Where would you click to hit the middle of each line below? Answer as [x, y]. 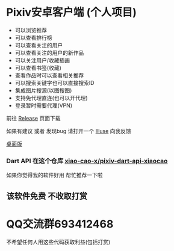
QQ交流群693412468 [60, 224]
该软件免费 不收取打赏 [47, 196]
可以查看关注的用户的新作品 [49, 52]
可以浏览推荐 [31, 30]
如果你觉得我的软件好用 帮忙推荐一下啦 [54, 175]
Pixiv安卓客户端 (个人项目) [72, 12]
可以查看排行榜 [33, 37]
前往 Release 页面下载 [33, 118]
